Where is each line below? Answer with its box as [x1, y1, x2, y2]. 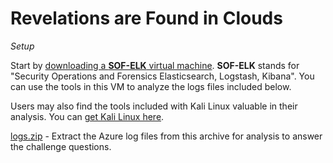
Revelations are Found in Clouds [10, 7, 283, 30]
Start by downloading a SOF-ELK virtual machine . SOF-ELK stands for [10, 59, 300, 71]
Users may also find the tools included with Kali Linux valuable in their [10, 100, 298, 112]
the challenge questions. [10, 140, 112, 152]
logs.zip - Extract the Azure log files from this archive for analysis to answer [10, 130, 323, 142]
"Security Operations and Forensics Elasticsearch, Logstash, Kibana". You [10, 70, 315, 82]
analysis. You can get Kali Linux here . [10, 110, 165, 122]
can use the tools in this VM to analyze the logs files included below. [10, 80, 292, 92]
